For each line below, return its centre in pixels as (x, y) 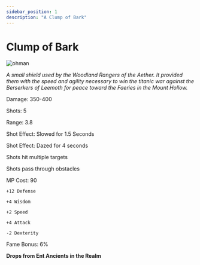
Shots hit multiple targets (37, 157)
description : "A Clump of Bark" (46, 17)
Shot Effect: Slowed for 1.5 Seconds (50, 134)
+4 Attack (19, 223)
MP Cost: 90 (22, 181)
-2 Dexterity (22, 233)
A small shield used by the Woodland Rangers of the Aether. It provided (95, 75)
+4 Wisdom (19, 202)
